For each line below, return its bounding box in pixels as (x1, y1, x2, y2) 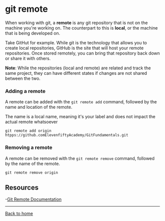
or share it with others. (5, 55, 51, 61)
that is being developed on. (5, 30, 60, 36)
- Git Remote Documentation (5, 196, 62, 202)
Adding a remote (5, 88, 46, 95)
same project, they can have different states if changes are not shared (5, 70, 147, 76)
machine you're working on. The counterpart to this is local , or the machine (5, 25, 158, 31)
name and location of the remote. (5, 104, 73, 110)
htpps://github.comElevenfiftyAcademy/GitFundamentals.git (5, 133, 129, 138)
